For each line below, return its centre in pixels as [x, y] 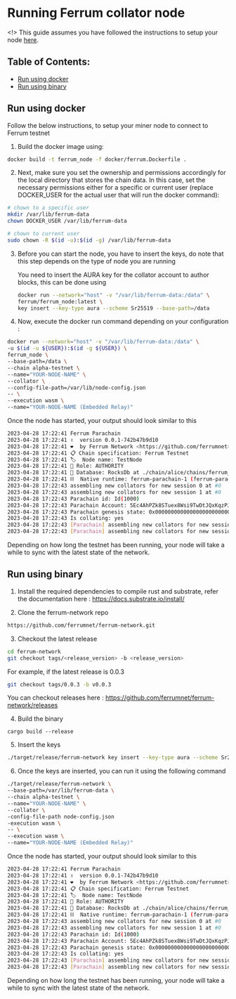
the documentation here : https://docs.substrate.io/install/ [101, 599]
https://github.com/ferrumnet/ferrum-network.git [81, 625]
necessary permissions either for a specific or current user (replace [116, 188]
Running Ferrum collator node [96, 13]
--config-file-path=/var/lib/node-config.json [77, 388]
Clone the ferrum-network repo [63, 612]
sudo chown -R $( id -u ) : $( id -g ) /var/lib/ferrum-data [89, 240]
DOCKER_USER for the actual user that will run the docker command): [118, 195]
